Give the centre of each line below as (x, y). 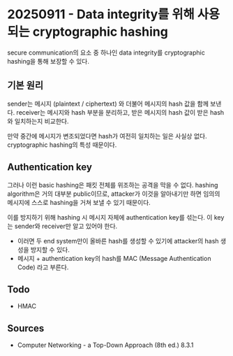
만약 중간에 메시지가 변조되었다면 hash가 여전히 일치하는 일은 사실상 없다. (107, 136)
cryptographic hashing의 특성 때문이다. (62, 145)
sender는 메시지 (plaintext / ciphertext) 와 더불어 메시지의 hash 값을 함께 (108, 104)
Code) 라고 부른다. (43, 267)
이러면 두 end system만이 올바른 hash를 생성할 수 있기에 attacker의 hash (118, 241)
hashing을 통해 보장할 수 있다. (48, 61)
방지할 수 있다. (50, 250)
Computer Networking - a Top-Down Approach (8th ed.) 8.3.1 (105, 345)
